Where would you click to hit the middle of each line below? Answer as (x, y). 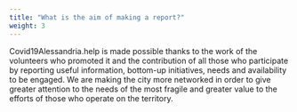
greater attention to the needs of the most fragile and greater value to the (144, 89)
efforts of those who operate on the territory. (91, 98)
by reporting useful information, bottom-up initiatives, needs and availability (148, 70)
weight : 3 (28, 26)
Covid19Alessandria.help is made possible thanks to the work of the (133, 51)
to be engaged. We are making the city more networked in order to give (140, 79)
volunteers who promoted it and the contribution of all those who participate (149, 60)
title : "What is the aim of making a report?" (97, 17)
